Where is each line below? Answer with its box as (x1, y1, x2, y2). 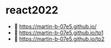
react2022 (5, 4, 58, 17)
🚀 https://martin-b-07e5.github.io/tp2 (14, 35, 105, 42)
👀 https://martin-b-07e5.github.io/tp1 (14, 29, 104, 36)
